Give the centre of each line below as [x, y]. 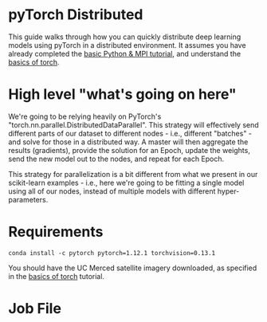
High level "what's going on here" [122, 94]
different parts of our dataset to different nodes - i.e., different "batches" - [130, 133]
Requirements [56, 232]
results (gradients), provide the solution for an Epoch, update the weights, [130, 150]
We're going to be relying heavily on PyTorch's [85, 116]
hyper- [228, 191]
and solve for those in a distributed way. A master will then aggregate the [128, 142]
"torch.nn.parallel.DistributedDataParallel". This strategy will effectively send [133, 124]
